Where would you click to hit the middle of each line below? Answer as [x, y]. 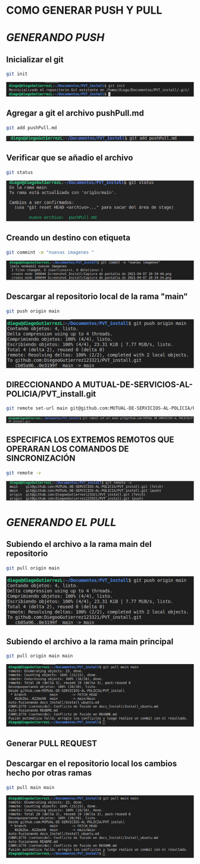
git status [20, 172]
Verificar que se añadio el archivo [70, 158]
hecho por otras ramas [49, 773]
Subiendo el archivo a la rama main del [79, 544]
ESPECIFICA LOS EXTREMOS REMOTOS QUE [90, 440]
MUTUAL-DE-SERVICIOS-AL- [137, 384]
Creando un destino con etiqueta [68, 238]
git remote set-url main [37, 408]
